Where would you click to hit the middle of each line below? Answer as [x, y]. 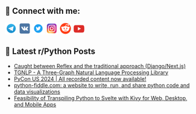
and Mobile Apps [35, 104]
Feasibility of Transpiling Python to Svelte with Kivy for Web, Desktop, [100, 98]
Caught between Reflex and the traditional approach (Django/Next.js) [100, 66]
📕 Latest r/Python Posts [50, 52]
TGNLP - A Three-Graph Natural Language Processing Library [91, 72]
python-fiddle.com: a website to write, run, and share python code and [102, 85]
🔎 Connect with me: [43, 11]
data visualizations [37, 92]
